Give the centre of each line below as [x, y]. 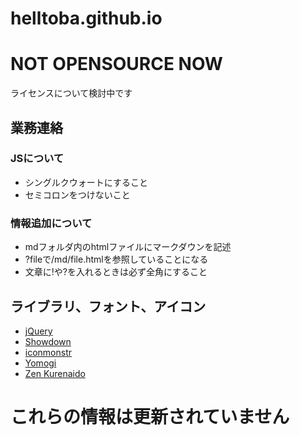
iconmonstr [48, 352]
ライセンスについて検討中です [71, 93]
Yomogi [40, 363]
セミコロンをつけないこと [77, 194]
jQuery [38, 331]
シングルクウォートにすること [86, 182]
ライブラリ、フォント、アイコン [108, 306]
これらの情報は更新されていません [150, 417]
